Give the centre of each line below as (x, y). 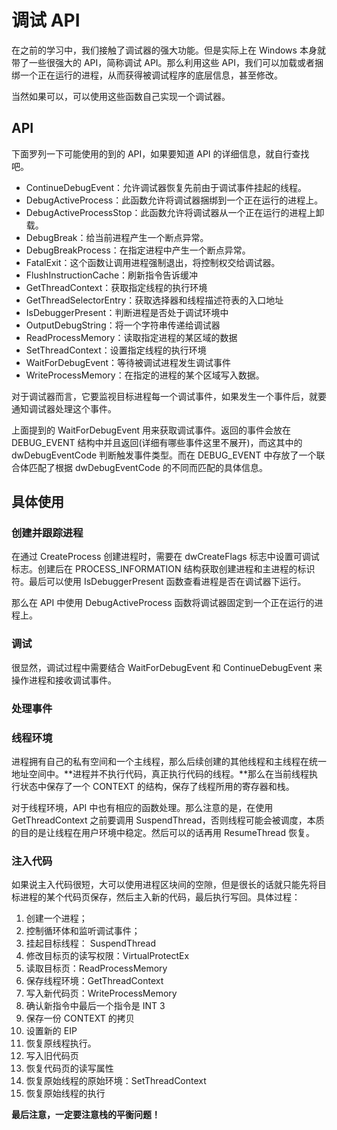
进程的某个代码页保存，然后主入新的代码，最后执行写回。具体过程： (160, 897)
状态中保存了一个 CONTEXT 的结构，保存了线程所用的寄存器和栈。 (157, 786)
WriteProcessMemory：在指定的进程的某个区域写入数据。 (145, 375)
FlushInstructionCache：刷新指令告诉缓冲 (112, 275)
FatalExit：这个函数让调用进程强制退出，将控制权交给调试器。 (153, 262)
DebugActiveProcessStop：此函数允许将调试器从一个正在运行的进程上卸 (175, 212)
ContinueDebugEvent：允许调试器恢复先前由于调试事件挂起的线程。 (166, 187)
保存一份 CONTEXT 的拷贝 (80, 1018)
